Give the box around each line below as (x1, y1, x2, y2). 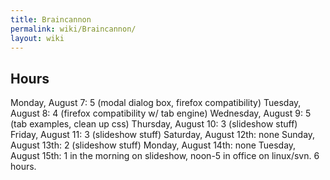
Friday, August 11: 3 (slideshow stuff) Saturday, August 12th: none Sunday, (10, 129, 316, 141)
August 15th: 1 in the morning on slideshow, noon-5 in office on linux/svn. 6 (10, 150, 320, 162)
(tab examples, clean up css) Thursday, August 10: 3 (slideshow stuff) (10, 118, 298, 130)
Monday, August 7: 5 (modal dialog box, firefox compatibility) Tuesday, (10, 97, 302, 109)
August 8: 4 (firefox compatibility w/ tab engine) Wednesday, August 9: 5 (10, 107, 312, 120)
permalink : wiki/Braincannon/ (10, 24, 137, 34)
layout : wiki (10, 33, 65, 43)
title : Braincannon (10, 14, 92, 25)
